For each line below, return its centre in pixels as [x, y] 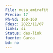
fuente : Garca [20, 38]
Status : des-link [23, 33]
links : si [16, 29]
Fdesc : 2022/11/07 [24, 24]
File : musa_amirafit [27, 10]
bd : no [12, 43]
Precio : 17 [17, 15]
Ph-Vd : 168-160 [21, 19]
